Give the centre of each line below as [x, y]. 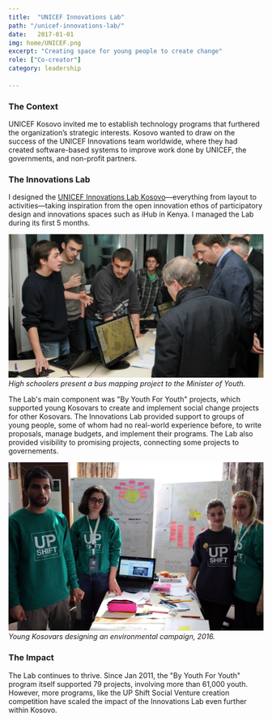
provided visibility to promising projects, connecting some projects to [124, 443]
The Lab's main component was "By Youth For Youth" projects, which [125, 399]
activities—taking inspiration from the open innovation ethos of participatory [136, 206]
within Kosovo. [33, 710]
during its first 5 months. [49, 223]
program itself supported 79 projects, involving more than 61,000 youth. [128, 684]
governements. [34, 451]
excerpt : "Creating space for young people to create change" [115, 51]
